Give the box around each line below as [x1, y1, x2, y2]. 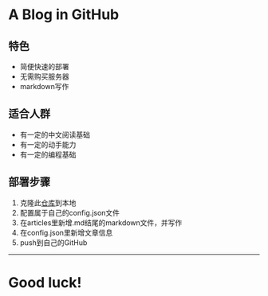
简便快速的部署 [19, 62, 69, 71]
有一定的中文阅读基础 [19, 130, 90, 139]
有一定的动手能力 [19, 139, 77, 149]
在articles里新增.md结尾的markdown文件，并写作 [19, 217, 183, 228]
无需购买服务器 [19, 72, 69, 81]
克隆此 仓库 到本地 [19, 197, 77, 208]
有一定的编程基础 [19, 150, 77, 159]
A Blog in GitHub [8, 6, 120, 24]
